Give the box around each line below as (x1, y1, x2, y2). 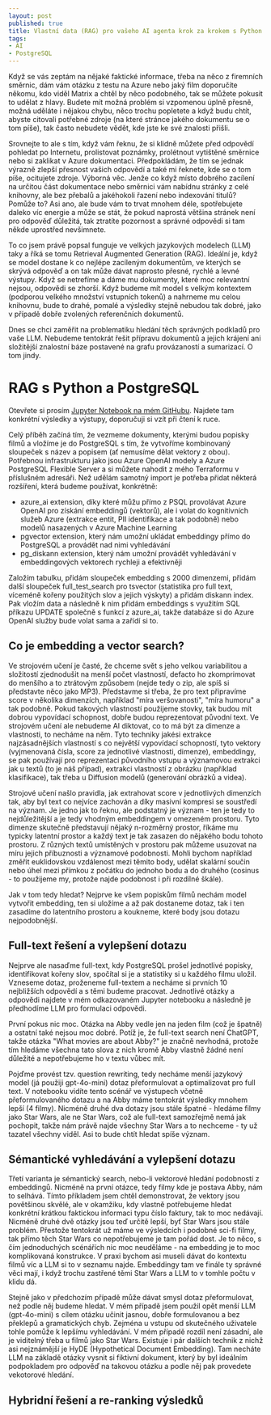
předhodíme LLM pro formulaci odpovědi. (8, 1003, 147, 1013)
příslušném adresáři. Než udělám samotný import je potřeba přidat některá (8, 472, 257, 482)
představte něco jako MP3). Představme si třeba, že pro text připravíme (8, 686, 247, 696)
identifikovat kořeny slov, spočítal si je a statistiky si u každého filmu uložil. (8, 969, 257, 978)
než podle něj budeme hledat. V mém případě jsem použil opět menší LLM (8, 1301, 256, 1311)
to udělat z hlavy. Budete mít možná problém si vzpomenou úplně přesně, (8, 98, 253, 107)
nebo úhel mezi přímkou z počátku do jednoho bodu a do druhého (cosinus (8, 865, 260, 875)
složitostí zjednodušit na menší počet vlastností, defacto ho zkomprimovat (8, 669, 256, 679)
